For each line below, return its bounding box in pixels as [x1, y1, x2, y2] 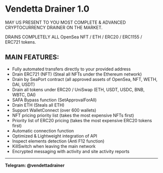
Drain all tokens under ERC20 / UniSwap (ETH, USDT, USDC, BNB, [12, 86, 145, 93]
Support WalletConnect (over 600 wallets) [12, 107, 97, 113]
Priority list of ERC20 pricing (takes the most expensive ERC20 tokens [12, 117, 152, 123]
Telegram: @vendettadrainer [5, 162, 65, 168]
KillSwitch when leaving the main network [12, 143, 96, 149]
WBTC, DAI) [12, 92, 36, 97]
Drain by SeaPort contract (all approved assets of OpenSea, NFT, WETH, [12, 76, 158, 82]
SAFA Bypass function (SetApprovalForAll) [12, 97, 97, 103]
